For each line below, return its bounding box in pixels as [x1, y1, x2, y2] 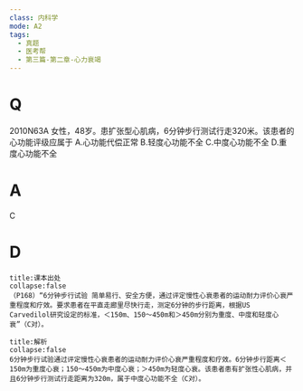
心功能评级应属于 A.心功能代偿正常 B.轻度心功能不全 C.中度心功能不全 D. [9, 137, 279, 148]
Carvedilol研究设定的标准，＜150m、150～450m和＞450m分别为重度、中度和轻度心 [9, 310, 279, 319]
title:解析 [9, 337, 48, 347]
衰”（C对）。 [9, 319, 48, 329]
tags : [9, 30, 30, 39]
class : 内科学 [9, 13, 59, 23]
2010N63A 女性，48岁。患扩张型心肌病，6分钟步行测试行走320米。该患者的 [9, 125, 295, 136]
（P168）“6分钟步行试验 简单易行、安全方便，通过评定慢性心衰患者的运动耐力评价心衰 [9, 291, 288, 300]
